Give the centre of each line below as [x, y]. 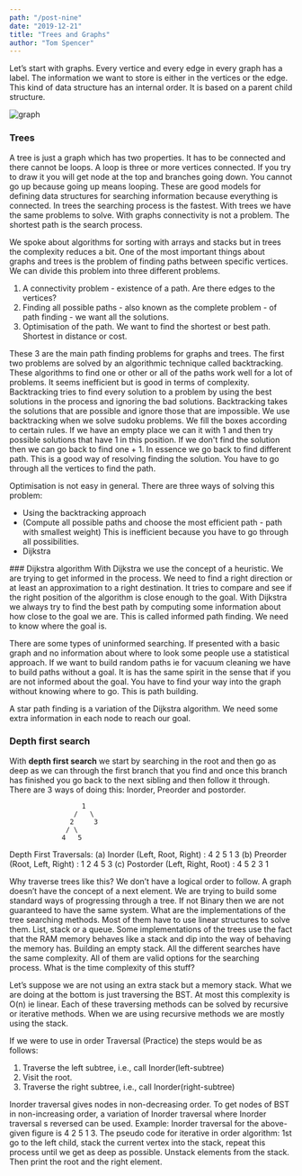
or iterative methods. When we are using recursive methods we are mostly [147, 1013]
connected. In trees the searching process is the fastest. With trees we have [151, 205]
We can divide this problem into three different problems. [115, 270]
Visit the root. [47, 1077]
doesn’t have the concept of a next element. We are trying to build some [143, 891]
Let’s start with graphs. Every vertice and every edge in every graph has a [146, 68]
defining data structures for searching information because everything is [144, 195]
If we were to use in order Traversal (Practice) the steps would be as [136, 1040]
